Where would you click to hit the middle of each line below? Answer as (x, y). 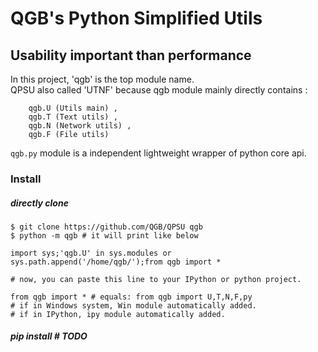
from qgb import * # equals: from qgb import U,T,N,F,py (131, 297)
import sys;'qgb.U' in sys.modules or (91, 253)
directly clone (39, 203)
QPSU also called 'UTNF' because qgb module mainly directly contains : (159, 90)
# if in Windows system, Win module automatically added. (133, 305)
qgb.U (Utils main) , (73, 108)
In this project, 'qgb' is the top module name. (102, 79)
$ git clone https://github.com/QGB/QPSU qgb (106, 227)
